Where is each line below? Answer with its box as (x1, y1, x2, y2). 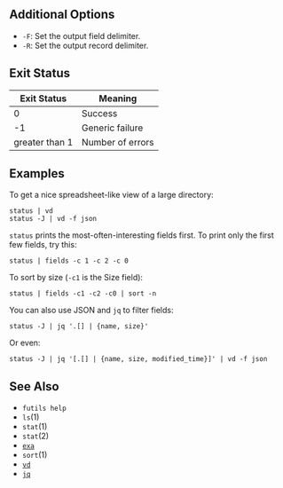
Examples (9, 166, 65, 181)
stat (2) (21, 430, 50, 442)
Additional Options (9, 7, 115, 22)
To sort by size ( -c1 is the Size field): (9, 272, 144, 283)
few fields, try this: (9, 240, 77, 250)
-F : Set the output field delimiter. (21, 30, 141, 41)
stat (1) (21, 421, 48, 432)
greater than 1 (13, 136, 74, 148)
